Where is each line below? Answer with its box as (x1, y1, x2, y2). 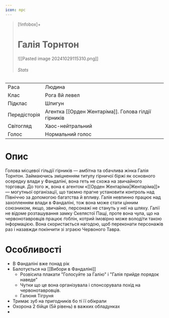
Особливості (5, 244, 62, 255)
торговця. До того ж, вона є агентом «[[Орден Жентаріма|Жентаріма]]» (5, 183, 160, 189)
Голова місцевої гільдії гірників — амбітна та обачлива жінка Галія (5, 167, 149, 174)
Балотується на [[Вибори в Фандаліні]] (12, 266, 97, 272)
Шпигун (45, 100, 64, 107)
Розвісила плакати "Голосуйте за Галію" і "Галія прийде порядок (20, 271, 159, 277)
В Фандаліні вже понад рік (12, 260, 69, 267)
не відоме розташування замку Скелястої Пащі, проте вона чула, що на (5, 210, 159, 216)
